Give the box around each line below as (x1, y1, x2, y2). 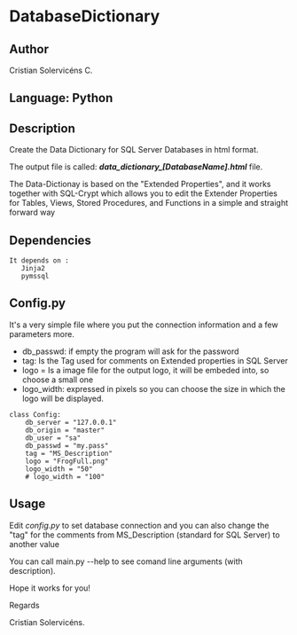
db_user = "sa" (25, 433, 82, 443)
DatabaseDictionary (9, 6, 160, 27)
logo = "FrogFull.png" (25, 457, 109, 466)
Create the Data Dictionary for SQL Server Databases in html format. (9, 145, 259, 155)
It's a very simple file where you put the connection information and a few (9, 319, 278, 330)
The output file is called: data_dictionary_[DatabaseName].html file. (9, 161, 263, 172)
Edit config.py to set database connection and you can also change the (9, 520, 270, 530)
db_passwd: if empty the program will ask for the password (21, 346, 239, 357)
